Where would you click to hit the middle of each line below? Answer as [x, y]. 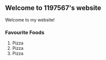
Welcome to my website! [30, 20]
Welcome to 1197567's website [53, 8]
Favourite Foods [25, 32]
